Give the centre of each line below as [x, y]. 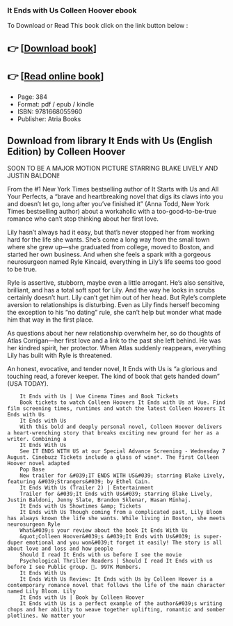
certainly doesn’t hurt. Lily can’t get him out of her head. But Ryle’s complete [117, 297]
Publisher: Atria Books [49, 119]
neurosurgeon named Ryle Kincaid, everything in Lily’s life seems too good [114, 262]
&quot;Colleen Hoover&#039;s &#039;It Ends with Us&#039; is [110, 537]
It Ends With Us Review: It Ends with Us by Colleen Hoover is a [116, 579]
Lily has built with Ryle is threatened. [60, 355]
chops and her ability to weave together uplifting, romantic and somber [116, 610]
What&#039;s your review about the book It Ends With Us [104, 531]
